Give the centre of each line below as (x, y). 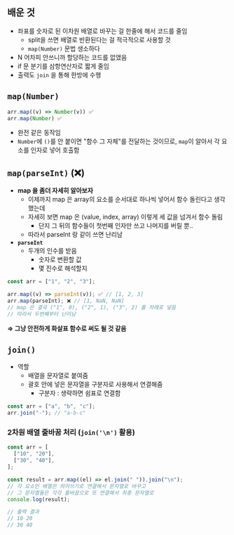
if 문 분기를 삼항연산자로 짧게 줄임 (63, 66)
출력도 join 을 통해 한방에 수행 (59, 75)
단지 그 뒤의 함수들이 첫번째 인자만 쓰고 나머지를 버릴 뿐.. (116, 226)
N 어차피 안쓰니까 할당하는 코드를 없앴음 (72, 57)
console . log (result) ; (39, 499)
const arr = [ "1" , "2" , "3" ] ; (51, 282)
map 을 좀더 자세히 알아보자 (55, 191)
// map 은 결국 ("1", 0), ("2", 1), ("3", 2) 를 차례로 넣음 (92, 307)
